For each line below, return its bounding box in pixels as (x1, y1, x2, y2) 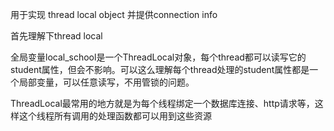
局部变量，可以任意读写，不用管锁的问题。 (18, 76, 195, 88)
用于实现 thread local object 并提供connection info (10, 9, 218, 20)
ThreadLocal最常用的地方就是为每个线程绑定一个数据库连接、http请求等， (10, 98, 315, 109)
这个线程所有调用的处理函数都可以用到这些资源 (18, 110, 212, 122)
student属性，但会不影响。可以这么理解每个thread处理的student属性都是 (10, 64, 310, 75)
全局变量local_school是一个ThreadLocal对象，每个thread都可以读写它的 (10, 51, 307, 63)
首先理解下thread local (10, 30, 103, 42)
